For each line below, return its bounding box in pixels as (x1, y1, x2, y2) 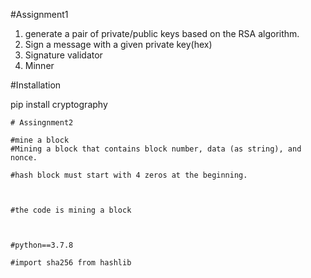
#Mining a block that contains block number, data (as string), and (10, 144, 302, 154)
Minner (24, 60, 55, 71)
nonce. (10, 153, 38, 163)
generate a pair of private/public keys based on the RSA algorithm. (24, 28, 300, 39)
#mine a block (10, 135, 70, 145)
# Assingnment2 (10, 118, 74, 128)
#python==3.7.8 (10, 240, 74, 250)
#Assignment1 (10, 9, 69, 20)
